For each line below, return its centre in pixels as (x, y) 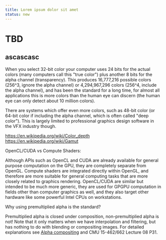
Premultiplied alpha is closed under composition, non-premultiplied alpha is (82, 216)
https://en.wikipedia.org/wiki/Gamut (42, 141)
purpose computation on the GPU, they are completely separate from (76, 165)
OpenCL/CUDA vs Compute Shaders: (43, 150)
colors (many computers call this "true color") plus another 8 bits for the (79, 74)
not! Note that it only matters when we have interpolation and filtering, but (81, 222)
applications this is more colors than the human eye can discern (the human (83, 95)
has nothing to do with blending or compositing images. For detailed (75, 227)
